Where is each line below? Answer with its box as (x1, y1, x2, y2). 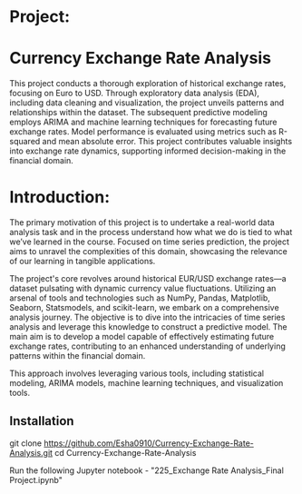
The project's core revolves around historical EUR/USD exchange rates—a (9, 273, 287, 284)
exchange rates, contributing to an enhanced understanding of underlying (9, 341, 286, 351)
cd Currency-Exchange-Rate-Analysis (54, 447, 197, 458)
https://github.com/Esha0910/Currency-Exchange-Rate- (44, 438, 254, 449)
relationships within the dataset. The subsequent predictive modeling (9, 107, 268, 118)
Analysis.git (9, 447, 53, 458)
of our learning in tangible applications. (9, 256, 156, 267)
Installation (9, 413, 74, 429)
